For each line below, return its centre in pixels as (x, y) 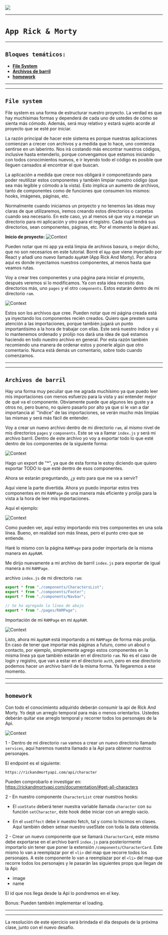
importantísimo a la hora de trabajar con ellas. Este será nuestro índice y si (82, 329)
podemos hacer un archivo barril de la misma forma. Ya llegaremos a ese (80, 666)
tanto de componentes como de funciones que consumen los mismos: (78, 191)
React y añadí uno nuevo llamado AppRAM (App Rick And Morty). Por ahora (81, 257)
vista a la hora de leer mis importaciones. (47, 498)
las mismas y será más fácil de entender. (47, 418)
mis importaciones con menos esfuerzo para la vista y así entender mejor (81, 397)
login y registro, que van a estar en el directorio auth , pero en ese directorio (83, 661)
